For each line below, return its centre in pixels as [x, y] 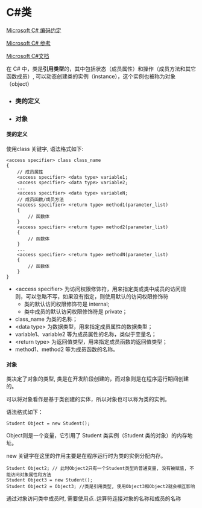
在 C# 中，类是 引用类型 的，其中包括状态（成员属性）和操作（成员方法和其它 [101, 69]
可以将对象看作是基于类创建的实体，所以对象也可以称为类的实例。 [88, 399]
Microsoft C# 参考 [29, 43]
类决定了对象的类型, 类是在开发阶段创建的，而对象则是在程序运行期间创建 [97, 379]
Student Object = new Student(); [48, 423]
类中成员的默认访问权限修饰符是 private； [76, 311]
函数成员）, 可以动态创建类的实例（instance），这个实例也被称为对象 [91, 76]
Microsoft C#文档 [28, 56]
